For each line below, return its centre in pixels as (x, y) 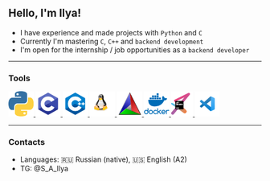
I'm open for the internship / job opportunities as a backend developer (135, 49)
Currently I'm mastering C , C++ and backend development (112, 41)
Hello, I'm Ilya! (45, 13)
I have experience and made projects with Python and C (111, 32)
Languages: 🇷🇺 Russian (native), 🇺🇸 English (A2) (103, 159)
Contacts (27, 142)
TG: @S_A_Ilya (44, 169)
